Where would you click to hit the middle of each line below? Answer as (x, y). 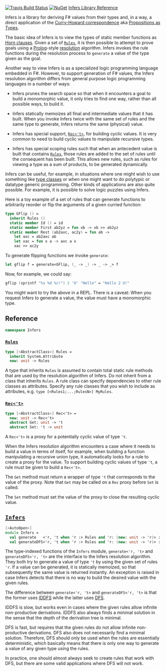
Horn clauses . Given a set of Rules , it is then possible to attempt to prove (79, 43)
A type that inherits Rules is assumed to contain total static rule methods (79, 370)
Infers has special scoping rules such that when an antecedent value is (85, 148)
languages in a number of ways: (38, 84)
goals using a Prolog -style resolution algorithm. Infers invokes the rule (77, 48)
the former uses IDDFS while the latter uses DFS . (55, 598)
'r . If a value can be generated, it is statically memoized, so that (71, 567)
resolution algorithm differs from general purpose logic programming (75, 79)
